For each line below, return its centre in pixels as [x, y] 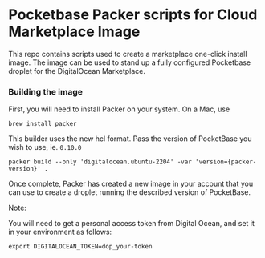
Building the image [45, 91]
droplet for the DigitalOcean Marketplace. [77, 71]
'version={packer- [226, 162]
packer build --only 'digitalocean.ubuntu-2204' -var [100, 162]
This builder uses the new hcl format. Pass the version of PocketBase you [130, 139]
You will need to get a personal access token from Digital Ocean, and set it [132, 224]
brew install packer [43, 124]
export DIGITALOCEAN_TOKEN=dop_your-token [80, 247]
